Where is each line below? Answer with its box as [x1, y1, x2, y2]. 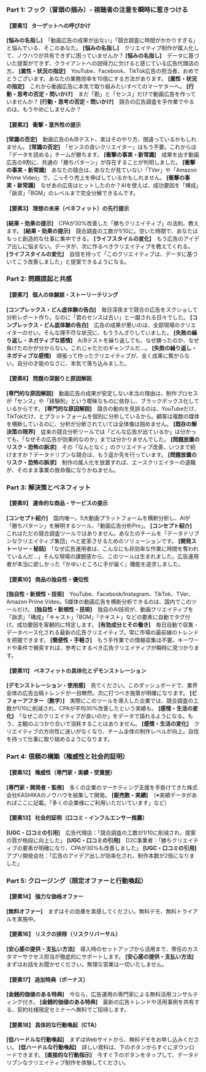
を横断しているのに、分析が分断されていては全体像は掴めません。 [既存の [6, 420, 192, 427]
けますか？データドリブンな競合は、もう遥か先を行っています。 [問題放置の [6, 451, 197, 458]
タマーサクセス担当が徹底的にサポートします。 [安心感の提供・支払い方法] [6, 953, 194, 960]
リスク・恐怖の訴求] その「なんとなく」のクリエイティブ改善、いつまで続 [6, 443, 196, 451]
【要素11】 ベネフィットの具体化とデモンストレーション [6, 667, 147, 674]
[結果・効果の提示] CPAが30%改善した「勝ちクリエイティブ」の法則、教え [6, 219, 199, 227]
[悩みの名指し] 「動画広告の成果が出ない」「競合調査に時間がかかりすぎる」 [6, 37, 199, 44]
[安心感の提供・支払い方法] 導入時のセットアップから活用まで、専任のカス [6, 946, 199, 953]
